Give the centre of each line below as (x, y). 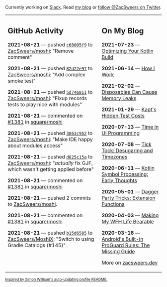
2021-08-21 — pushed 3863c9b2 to (50, 133)
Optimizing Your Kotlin (127, 51)
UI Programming (121, 133)
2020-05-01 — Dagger (130, 191)
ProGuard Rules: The (126, 245)
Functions (113, 204)
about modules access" (35, 145)
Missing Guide (118, 251)
